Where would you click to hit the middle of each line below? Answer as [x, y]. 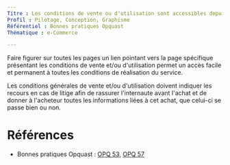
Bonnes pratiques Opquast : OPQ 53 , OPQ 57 [81, 154]
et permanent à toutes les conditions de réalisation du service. [95, 73]
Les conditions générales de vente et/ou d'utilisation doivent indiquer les [110, 86]
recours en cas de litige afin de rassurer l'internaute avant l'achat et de [107, 93]
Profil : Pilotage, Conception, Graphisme [68, 20]
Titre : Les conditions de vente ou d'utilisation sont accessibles [107, 13]
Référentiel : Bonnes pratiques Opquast [66, 26]
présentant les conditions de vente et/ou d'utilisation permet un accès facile [114, 65]
